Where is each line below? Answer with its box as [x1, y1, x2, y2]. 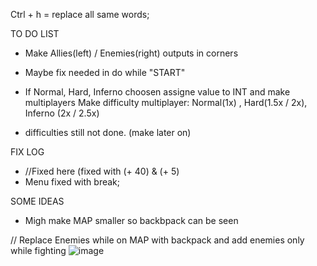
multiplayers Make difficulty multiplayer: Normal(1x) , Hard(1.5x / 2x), [24, 97, 308, 108]
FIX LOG [10, 146, 45, 158]
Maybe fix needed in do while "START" [24, 67, 186, 78]
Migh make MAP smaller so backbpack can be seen [24, 215, 239, 226]
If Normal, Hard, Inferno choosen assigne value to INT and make [24, 86, 291, 98]
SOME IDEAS [10, 195, 65, 207]
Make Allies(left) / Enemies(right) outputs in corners [24, 47, 239, 59]
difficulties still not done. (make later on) [24, 127, 192, 138]
